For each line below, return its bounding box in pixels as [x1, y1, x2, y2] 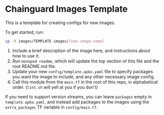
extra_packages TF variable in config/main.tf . [5, 104, 98, 110]
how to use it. [12, 53, 40, 58]
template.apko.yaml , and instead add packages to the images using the [5, 99, 149, 105]
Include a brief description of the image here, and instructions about [12, 48, 151, 54]
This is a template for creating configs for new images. [5, 20, 115, 26]
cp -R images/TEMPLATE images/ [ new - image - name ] [5, 38, 105, 44]
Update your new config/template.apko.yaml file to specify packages [12, 68, 153, 74]
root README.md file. [12, 63, 56, 69]
